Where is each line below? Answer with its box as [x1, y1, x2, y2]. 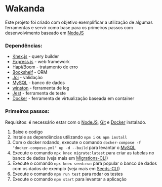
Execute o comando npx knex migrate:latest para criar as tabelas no [12, 149, 155, 156]
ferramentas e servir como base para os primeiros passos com [5, 24, 133, 30]
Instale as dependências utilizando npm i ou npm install [12, 134, 127, 140]
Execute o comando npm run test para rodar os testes [12, 171, 123, 177]
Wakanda [5, 3, 45, 14]
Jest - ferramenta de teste [12, 90, 66, 96]
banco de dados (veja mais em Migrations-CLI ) [12, 155, 108, 161]
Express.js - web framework [12, 59, 70, 65]
